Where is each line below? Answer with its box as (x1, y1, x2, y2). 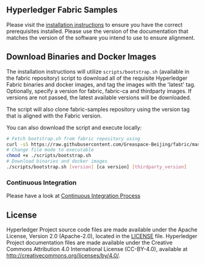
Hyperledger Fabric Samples (6, 5, 118, 15)
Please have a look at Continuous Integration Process (6, 192, 141, 200)
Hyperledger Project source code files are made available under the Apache (6, 225, 198, 233)
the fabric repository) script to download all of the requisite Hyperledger (6, 74, 188, 82)
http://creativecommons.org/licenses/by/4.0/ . (6, 252, 121, 259)
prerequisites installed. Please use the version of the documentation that (6, 27, 189, 35)
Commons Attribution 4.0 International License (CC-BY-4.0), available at (6, 245, 188, 252)
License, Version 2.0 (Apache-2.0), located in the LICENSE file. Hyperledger (6, 232, 198, 239)
